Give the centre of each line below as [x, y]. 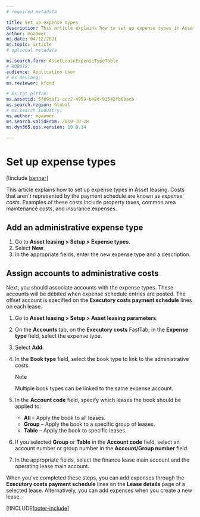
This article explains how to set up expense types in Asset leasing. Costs [96, 190]
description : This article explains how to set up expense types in [93, 28]
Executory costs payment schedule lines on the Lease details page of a [96, 484]
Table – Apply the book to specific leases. [75, 430]
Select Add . [29, 347]
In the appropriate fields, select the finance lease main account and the [102, 460]
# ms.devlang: [24, 77]
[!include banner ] [27, 178]
